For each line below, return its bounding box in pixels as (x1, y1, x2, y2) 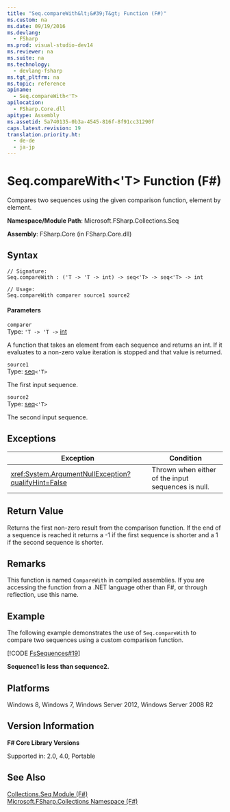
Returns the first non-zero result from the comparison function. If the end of (7, 524, 221, 532)
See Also (7, 772, 46, 783)
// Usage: (7, 286, 36, 293)
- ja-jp (13, 144, 36, 151)
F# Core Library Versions (7, 738, 80, 747)
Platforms (7, 682, 50, 694)
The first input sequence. (7, 380, 79, 389)
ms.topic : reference (7, 80, 66, 87)
